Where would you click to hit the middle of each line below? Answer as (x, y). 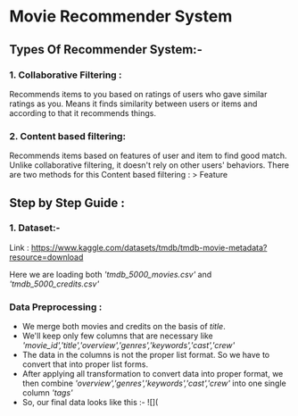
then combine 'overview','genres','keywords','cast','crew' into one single (154, 383)
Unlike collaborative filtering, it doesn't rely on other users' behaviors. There (149, 165)
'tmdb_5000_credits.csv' (54, 284)
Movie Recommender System (121, 17)
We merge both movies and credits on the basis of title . (124, 327)
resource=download (46, 257)
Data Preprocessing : (56, 307)
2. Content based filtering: (68, 136)
